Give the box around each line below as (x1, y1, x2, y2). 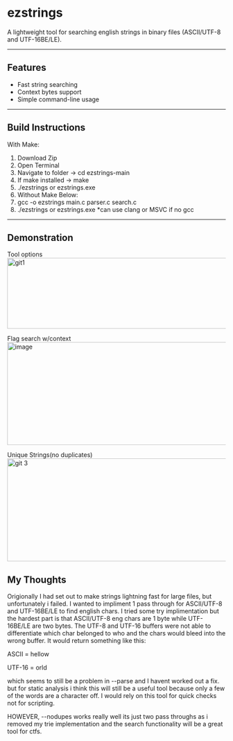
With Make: (7, 140, 40, 149)
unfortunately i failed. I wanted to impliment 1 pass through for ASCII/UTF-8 (7, 599, 223, 608)
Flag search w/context (7, 335, 71, 343)
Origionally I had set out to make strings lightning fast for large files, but (7, 592, 212, 601)
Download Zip (17, 153, 58, 162)
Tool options (7, 250, 43, 258)
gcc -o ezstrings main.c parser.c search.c (17, 198, 137, 206)
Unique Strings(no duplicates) (7, 451, 93, 459)
